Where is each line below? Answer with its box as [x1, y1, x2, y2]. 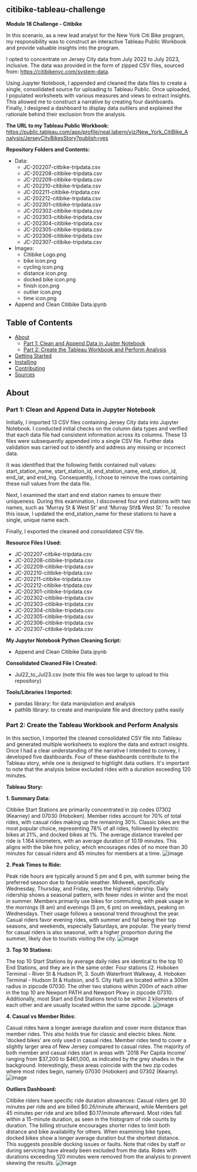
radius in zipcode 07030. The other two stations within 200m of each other [6, 982, 188, 989]
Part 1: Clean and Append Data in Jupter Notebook [23, 340, 145, 347]
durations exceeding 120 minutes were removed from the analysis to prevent [6, 1153, 191, 1160]
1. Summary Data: [6, 794, 50, 801]
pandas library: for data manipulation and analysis [14, 700, 136, 707]
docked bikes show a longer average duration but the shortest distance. [6, 1134, 180, 1141]
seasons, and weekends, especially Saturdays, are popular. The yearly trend [6, 922, 191, 929]
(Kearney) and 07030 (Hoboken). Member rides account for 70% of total [6, 812, 182, 819]
